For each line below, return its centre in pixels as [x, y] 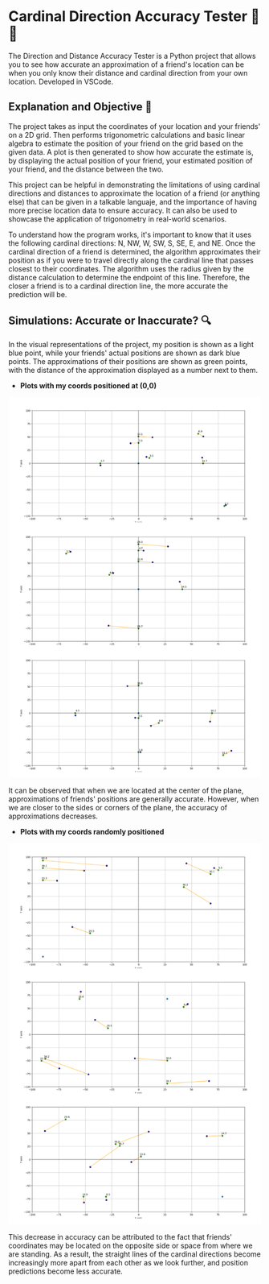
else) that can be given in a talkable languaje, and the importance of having [132, 201]
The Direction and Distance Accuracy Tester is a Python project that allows [132, 56]
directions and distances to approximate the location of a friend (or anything [134, 193]
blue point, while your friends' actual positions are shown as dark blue [124, 353]
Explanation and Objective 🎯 [80, 107]
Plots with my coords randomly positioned [92, 832]
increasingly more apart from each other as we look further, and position [128, 1263]
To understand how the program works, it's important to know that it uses [130, 234]
